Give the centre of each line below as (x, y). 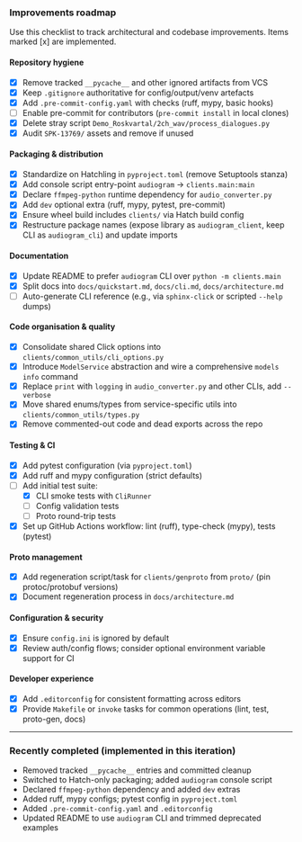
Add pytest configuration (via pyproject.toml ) (107, 465)
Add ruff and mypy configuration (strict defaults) (112, 475)
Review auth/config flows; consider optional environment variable (144, 648)
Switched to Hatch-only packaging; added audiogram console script (147, 780)
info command (50, 377)
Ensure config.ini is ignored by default (95, 638)
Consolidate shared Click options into (92, 347)
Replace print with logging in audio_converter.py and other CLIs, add (152, 386)
